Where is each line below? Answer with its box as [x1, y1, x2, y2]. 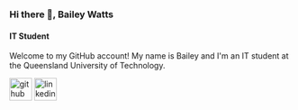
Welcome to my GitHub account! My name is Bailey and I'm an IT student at [9, 50, 290, 61]
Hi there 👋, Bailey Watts [9, 8, 114, 21]
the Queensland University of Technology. [9, 60, 166, 71]
